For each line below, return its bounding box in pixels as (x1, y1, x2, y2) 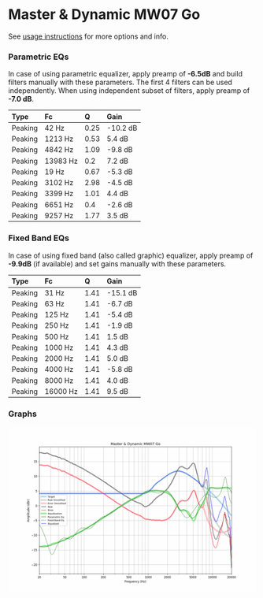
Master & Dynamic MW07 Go (8, 6, 201, 24)
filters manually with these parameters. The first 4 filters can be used (8, 77, 232, 87)
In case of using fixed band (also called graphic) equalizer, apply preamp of (8, 251, 254, 260)
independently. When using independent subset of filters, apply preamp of (8, 86, 250, 95)
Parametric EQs (8, 51, 69, 62)
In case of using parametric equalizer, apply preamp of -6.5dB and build (8, 69, 243, 79)
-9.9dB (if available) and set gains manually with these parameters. (8, 258, 227, 269)
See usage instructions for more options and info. (8, 32, 169, 41)
